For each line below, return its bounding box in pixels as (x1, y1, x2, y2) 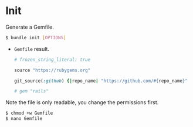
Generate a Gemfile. (5, 23, 54, 30)
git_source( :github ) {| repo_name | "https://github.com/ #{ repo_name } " (13, 78, 188, 84)
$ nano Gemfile (5, 116, 43, 122)
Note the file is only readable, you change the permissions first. (5, 99, 159, 106)
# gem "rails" (13, 88, 49, 94)
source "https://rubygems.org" (13, 67, 91, 73)
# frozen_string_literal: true (13, 57, 91, 63)
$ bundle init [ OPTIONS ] (5, 35, 66, 40)
